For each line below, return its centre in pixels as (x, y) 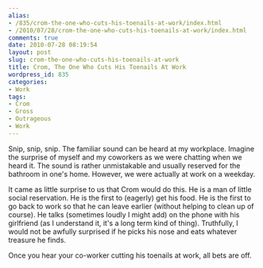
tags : (17, 97)
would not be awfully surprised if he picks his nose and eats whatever (123, 232)
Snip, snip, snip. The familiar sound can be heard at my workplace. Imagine (131, 148)
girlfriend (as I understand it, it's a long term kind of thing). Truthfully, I (123, 223)
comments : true (33, 38)
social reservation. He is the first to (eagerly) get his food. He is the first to (130, 197)
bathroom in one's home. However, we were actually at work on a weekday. (132, 174)
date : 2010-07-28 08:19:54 (53, 45)
